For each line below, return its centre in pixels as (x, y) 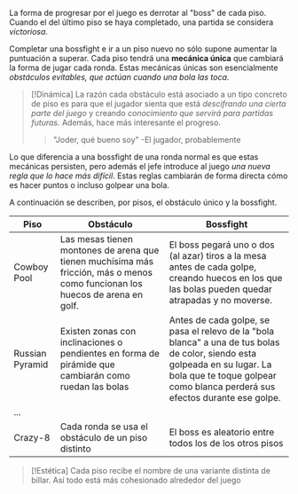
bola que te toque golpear (223, 376)
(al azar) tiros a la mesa (218, 256)
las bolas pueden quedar (220, 289)
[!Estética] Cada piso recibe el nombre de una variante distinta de (150, 470)
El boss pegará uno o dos (222, 245)
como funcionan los (102, 283)
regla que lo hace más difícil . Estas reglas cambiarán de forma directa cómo (149, 176)
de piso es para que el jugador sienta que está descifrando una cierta (158, 104)
